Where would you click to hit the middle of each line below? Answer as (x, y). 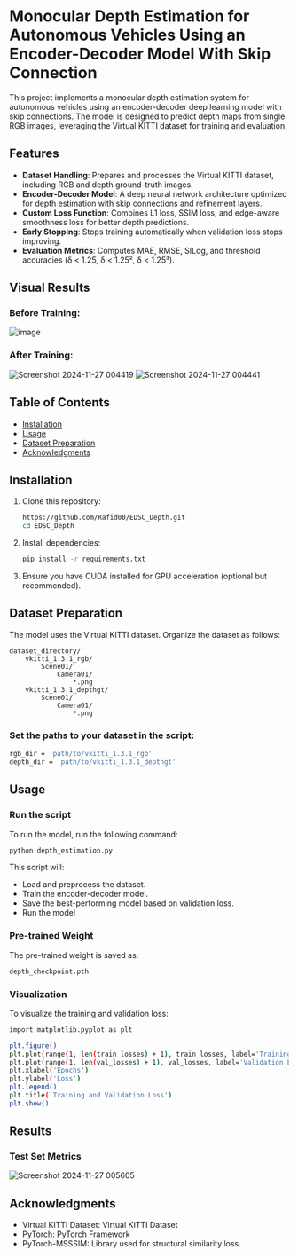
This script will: (37, 868)
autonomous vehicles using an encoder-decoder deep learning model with (145, 106)
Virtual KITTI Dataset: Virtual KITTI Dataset (100, 1225)
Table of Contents (60, 402)
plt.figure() (33, 1046)
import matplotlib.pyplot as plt (71, 1030)
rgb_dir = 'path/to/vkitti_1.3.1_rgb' (81, 754)
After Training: (41, 355)
